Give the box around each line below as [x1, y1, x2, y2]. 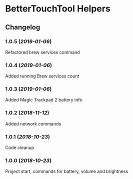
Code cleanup [5, 144, 34, 150]
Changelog [5, 23, 40, 31]
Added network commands [5, 120, 61, 126]
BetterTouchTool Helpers [5, 3, 111, 14]
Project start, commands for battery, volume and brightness [5, 168, 128, 174]
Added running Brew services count [5, 73, 79, 79]
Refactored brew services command [5, 49, 80, 55]
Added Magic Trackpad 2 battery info [5, 97, 82, 103]
